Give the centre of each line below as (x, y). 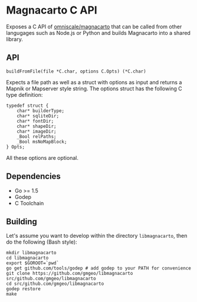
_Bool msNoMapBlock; (42, 142)
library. (15, 39)
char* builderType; (41, 111)
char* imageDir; (37, 131)
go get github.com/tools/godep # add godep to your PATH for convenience (99, 268)
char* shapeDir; (37, 126)
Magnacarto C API (52, 10)
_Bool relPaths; (37, 136)
